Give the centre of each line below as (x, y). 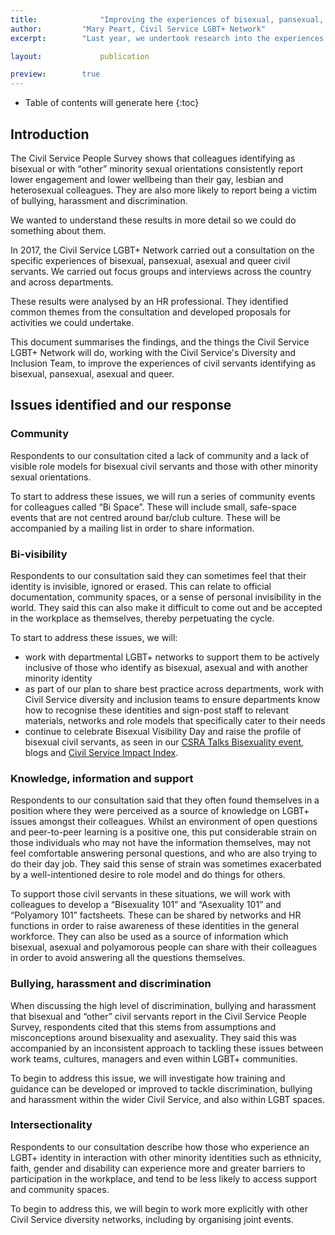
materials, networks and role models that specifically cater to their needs (175, 720)
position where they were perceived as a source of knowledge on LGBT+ (160, 811)
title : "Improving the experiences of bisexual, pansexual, (167, 19)
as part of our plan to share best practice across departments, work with (174, 688)
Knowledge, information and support (102, 778)
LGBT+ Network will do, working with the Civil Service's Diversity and (153, 352)
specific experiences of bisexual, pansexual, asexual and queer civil (150, 260)
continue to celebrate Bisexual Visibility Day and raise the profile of (163, 731)
